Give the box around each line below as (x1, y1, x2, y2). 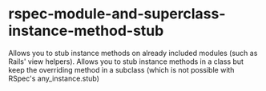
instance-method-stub (8, 22, 164, 40)
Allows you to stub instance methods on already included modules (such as (8, 48, 258, 57)
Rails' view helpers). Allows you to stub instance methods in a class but (8, 57, 244, 66)
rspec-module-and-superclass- (8, 5, 226, 23)
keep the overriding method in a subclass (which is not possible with (8, 65, 235, 74)
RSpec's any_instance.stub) (8, 73, 100, 83)
